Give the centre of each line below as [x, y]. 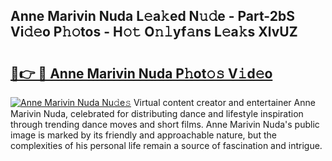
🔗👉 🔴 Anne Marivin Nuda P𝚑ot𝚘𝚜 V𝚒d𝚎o [141, 73]
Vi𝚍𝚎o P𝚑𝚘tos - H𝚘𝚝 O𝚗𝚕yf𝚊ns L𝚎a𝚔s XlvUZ [154, 32]
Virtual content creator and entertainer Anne [224, 102]
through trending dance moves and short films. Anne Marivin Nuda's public [165, 124]
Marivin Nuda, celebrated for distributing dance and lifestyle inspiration [157, 113]
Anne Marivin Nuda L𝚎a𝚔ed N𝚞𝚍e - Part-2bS [152, 16]
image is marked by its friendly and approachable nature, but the [143, 135]
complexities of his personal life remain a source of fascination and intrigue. [166, 145]
